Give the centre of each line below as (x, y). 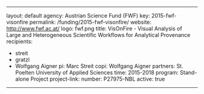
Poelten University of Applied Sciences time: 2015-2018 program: (97, 72)
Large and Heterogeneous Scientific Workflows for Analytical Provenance (98, 35)
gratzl (22, 59)
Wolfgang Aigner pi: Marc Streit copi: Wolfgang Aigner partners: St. (99, 66)
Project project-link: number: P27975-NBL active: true (97, 79)
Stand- (189, 72)
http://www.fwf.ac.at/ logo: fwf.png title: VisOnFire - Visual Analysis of (94, 29)
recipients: (19, 41)
